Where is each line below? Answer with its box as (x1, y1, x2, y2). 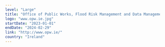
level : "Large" (5, 7, 36, 12)
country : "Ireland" (5, 35, 45, 40)
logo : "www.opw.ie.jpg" (5, 16, 54, 21)
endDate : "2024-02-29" (5, 25, 52, 30)
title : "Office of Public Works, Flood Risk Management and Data (5, 12, 141, 17)
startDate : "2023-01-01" (5, 21, 56, 26)
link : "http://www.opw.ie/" (5, 30, 63, 35)
